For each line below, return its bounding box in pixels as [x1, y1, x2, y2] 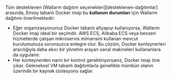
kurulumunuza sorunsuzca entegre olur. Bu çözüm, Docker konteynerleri [12, 41, 166, 47]
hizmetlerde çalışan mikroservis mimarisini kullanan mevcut [12, 35, 138, 42]
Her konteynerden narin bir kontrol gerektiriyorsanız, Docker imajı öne [12, 57, 160, 63]
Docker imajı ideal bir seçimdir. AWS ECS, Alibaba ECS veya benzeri [12, 30, 156, 36]
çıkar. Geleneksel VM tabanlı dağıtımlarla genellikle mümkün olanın [12, 63, 154, 68]
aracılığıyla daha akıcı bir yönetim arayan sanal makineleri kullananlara [12, 47, 161, 52]
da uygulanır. [12, 52, 40, 58]
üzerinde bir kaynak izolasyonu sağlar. [12, 68, 94, 74]
